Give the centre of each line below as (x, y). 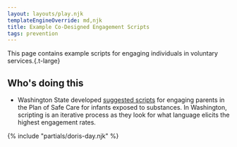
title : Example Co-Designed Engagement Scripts (79, 27)
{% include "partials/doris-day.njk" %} (63, 136)
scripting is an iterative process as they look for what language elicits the (123, 115)
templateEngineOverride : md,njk (55, 20)
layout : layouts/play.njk (45, 14)
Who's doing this (45, 83)
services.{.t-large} (34, 61)
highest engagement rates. (57, 122)
